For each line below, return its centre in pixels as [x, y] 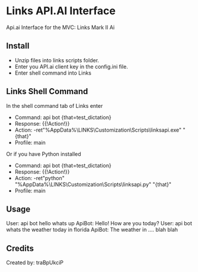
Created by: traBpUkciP [35, 263]
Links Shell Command [47, 92]
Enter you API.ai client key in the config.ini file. [71, 66]
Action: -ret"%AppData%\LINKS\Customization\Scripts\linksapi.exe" [98, 130]
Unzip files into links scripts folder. [57, 60]
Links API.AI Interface [61, 11]
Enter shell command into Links [53, 73]
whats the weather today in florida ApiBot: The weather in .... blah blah [92, 230]
